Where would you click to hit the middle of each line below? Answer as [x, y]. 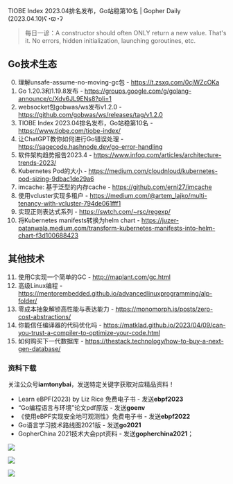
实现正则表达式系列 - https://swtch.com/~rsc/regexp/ [94, 211]
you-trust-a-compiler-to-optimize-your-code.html [89, 332]
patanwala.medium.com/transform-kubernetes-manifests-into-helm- [116, 228]
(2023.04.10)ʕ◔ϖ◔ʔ [35, 19]
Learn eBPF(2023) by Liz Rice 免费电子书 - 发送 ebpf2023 [101, 399]
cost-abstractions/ [44, 316]
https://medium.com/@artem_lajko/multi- [148, 195]
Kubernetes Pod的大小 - [52, 171]
